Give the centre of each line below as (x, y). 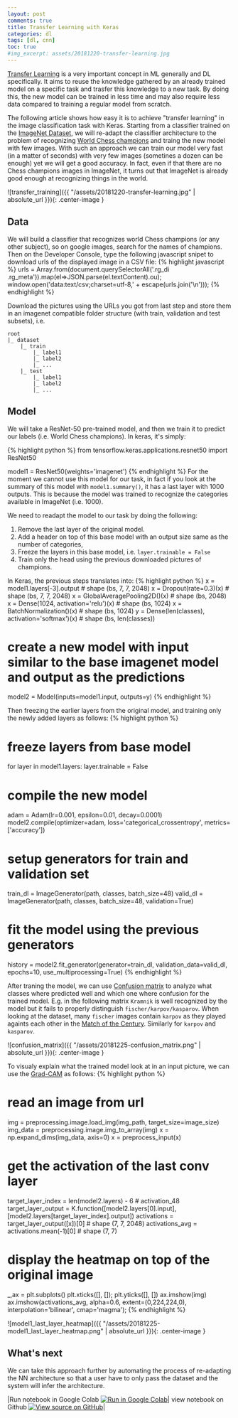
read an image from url (76, 1103)
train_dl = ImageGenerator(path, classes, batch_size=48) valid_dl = (106, 893)
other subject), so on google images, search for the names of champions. (115, 247)
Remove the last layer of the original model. (81, 529)
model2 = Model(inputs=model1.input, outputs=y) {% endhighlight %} (109, 697)
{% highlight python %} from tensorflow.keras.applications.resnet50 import (118, 450)
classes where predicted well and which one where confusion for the (108, 994)
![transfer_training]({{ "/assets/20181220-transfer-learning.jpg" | (101, 192)
